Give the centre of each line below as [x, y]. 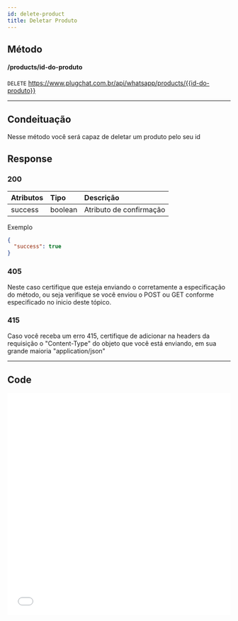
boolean [64, 209]
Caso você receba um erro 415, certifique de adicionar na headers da [109, 336]
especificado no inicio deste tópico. [59, 302]
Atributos [27, 197]
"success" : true [38, 247]
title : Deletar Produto [42, 21]
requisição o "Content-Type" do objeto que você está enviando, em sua [112, 343]
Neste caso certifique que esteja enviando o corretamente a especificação [116, 287]
